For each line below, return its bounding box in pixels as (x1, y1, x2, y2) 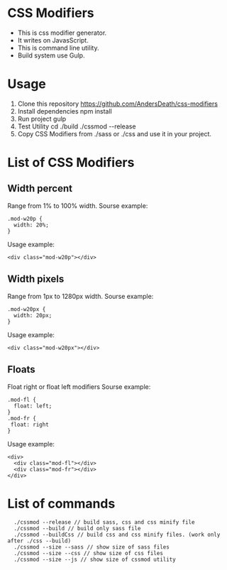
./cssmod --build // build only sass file (13, 525, 141, 532)
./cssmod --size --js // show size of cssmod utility (13, 556, 176, 564)
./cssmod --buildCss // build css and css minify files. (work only (13, 531, 221, 539)
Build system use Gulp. (17, 51, 85, 60)
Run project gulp (17, 114, 67, 123)
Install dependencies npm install (17, 106, 112, 115)
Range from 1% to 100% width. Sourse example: (7, 201, 148, 210)
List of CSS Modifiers (7, 155, 135, 171)
